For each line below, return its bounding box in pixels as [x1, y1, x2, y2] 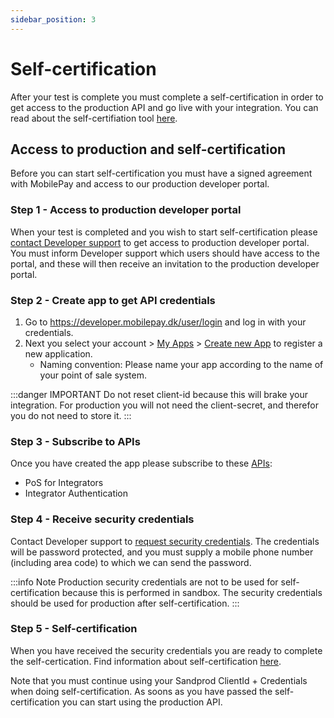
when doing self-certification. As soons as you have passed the [10, 685, 273, 697]
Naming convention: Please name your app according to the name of [39, 358, 324, 370]
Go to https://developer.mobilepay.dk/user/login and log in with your [24, 316, 307, 328]
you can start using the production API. [61, 696, 223, 708]
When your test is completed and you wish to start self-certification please [10, 226, 318, 238]
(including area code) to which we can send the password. [10, 556, 252, 568]
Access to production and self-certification [10, 141, 287, 158]
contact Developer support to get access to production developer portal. [10, 236, 310, 248]
